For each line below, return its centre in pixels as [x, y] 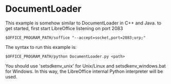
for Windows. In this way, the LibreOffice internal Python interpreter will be [84, 71]
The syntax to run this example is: [41, 47]
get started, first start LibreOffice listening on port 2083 [64, 28]
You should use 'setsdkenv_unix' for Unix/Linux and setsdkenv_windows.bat [85, 66]
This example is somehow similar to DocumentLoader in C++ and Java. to [83, 23]
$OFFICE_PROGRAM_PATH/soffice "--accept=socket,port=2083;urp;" [75, 38]
